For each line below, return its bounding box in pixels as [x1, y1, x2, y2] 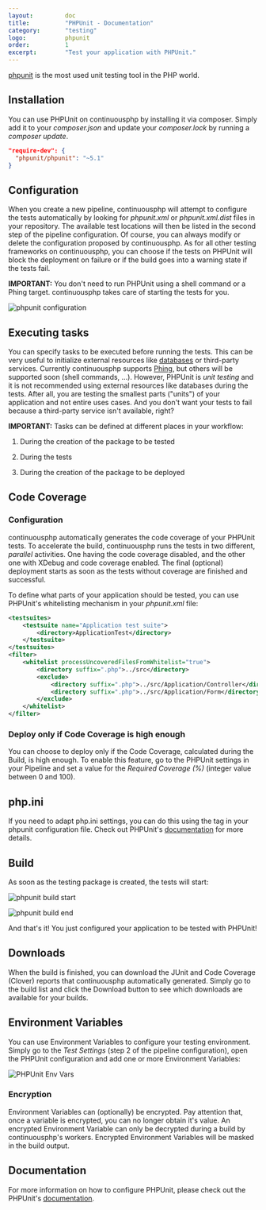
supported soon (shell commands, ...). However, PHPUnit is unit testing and [8, 373, 254, 382]
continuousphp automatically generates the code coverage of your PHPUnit [8, 532, 256, 542]
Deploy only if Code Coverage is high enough [8, 729, 186, 740]
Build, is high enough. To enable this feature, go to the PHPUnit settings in [8, 756, 249, 765]
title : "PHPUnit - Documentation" [8, 19, 154, 27]
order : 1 [8, 41, 69, 49]
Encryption [8, 1089, 52, 1100]
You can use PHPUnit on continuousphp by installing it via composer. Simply [8, 114, 257, 124]
